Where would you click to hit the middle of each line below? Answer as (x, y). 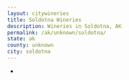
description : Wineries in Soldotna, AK (64, 26)
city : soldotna (29, 52)
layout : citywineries (38, 13)
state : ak (21, 39)
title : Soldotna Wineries (44, 20)
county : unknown (30, 45)
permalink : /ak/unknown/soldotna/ (57, 32)
